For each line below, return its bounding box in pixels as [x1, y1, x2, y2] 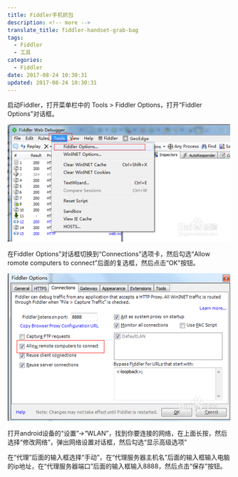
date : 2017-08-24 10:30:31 [7, 71, 88, 78]
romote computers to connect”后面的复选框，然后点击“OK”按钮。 [7, 258, 200, 267]
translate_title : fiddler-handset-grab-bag [7, 26, 139, 33]
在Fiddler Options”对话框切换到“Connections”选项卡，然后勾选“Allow [7, 249, 210, 258]
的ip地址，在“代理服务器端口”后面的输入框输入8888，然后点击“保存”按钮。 [7, 461, 227, 470]
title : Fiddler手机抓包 [7, 11, 73, 19]
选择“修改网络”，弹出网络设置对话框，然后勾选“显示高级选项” [7, 438, 187, 446]
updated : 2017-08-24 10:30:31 [7, 79, 98, 86]
